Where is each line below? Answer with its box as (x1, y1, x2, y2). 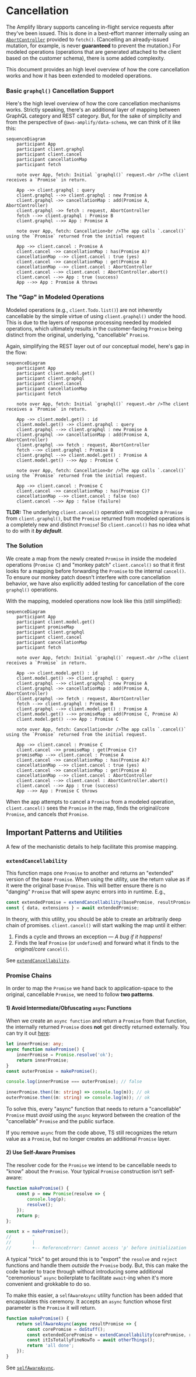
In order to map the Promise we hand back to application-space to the (6, 984, 173, 992)
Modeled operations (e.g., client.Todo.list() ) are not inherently (6, 306, 162, 314)
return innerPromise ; (16, 1057, 69, 1063)
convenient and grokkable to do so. (6, 1280, 92, 1288)
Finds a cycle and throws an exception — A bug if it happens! (14, 933, 162, 940)
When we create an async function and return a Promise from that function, (6, 1017, 188, 1024)
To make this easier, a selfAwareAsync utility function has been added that (6, 1292, 183, 1299)
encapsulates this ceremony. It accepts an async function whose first (6, 1297, 172, 1305)
